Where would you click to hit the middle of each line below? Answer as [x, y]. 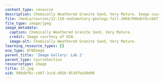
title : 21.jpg [20, 69]
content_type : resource [29, 10]
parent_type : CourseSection [34, 60]
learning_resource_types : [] [35, 46]
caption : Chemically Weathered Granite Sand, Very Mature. [71, 32]
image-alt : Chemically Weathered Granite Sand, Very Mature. [73, 41]
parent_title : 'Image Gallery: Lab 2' [44, 55]
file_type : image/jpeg [28, 23]
